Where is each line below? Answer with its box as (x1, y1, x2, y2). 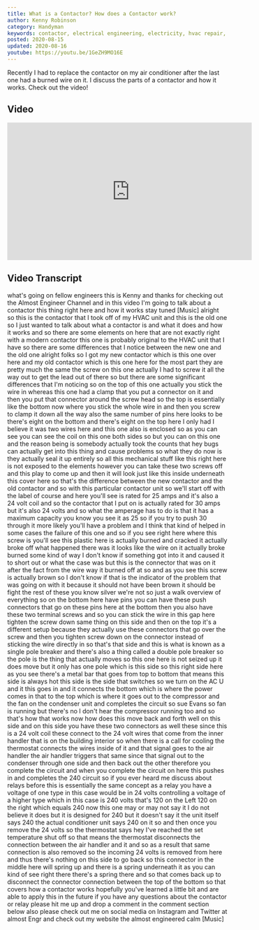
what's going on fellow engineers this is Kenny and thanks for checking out (7, 291, 223, 299)
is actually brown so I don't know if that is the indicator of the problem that (7, 573, 221, 581)
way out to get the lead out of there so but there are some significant (7, 372, 205, 381)
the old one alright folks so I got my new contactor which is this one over (7, 350, 216, 358)
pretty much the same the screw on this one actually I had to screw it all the (7, 365, 225, 374)
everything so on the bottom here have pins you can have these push (7, 595, 207, 604)
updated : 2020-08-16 (7, 43, 68, 50)
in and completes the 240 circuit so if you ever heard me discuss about (7, 773, 212, 782)
